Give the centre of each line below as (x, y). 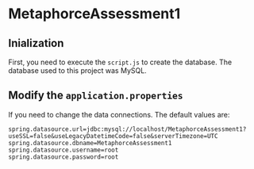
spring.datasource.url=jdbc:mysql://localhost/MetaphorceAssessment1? (127, 129)
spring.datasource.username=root (63, 150)
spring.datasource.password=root (63, 157)
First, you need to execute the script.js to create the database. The (120, 62)
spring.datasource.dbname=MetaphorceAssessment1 (90, 143)
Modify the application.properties (96, 96)
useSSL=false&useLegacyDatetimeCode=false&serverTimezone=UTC (113, 136)
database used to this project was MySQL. (77, 71)
